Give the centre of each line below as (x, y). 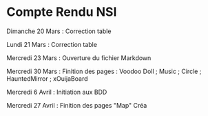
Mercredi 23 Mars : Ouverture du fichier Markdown (79, 58)
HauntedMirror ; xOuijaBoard (47, 78)
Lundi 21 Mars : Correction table (52, 44)
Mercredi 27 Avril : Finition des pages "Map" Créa (77, 105)
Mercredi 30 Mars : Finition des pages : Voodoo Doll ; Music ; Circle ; (104, 71)
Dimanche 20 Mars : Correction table (59, 31)
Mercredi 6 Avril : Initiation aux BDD (57, 92)
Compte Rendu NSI (62, 12)
